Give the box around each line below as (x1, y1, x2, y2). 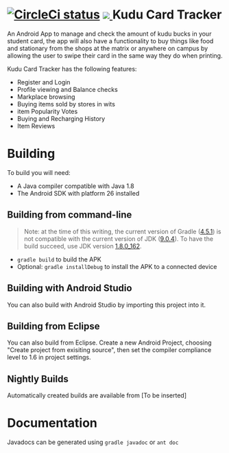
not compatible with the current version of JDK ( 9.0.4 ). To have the (23, 234, 214, 243)
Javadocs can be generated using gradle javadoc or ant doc (7, 438, 179, 446)
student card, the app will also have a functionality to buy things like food (7, 36, 214, 45)
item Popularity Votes (16, 107, 78, 115)
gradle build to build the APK (16, 255, 101, 264)
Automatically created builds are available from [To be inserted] (7, 391, 187, 399)
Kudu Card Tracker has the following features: (7, 65, 137, 73)
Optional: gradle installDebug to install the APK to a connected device (16, 262, 217, 270)
